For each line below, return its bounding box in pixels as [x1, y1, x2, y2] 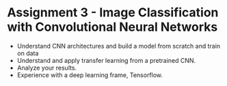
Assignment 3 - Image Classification [7, 5, 219, 20]
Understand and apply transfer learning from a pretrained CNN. [16, 56, 196, 64]
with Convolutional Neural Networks [7, 19, 218, 35]
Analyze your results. [16, 63, 77, 72]
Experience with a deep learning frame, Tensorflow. [16, 70, 163, 79]
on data [16, 49, 39, 57]
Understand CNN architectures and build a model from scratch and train [16, 42, 221, 50]
